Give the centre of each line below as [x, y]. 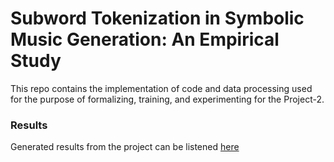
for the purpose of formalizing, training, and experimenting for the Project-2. [167, 99]
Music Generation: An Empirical [145, 39]
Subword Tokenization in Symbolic [157, 18]
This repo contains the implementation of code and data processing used [161, 88]
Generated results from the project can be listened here [125, 147]
